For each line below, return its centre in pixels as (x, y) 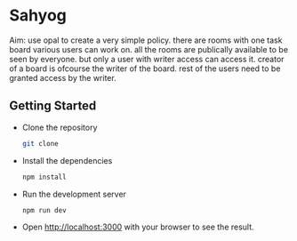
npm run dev (44, 210)
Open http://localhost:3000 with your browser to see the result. (138, 227)
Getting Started (53, 106)
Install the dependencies (67, 160)
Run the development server (74, 194)
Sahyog (38, 16)
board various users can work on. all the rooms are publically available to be (149, 49)
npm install (44, 177)
